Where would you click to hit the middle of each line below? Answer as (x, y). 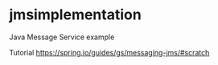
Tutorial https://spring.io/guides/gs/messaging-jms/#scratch (109, 52)
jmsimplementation (75, 15)
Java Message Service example (62, 37)
